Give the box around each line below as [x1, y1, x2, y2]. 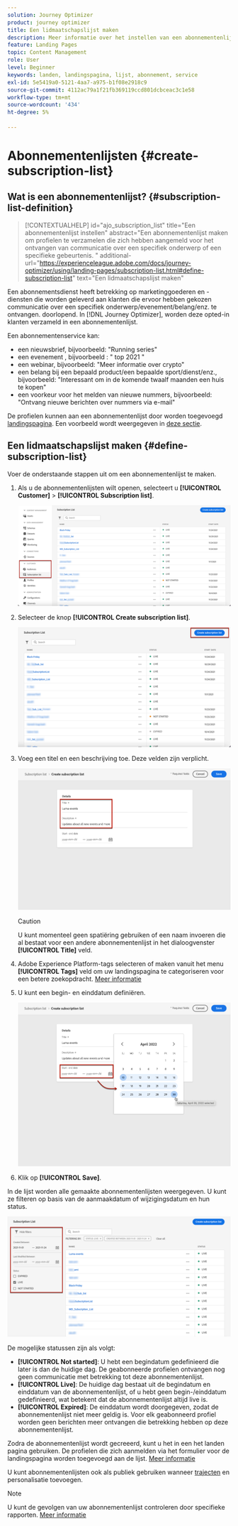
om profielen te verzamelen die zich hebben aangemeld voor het [24, 236, 214, 244]
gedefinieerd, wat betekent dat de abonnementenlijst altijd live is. [17, 1395, 208, 1403]
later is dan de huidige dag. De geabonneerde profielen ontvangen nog [17, 1365, 225, 1373]
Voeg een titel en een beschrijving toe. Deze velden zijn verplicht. [17, 754, 209, 762]
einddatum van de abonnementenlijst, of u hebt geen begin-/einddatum [17, 1388, 227, 1396]
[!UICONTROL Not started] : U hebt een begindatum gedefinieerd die [17, 1357, 220, 1366]
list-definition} [7, 202, 74, 214]
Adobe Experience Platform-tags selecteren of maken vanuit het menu [17, 959, 224, 968]
